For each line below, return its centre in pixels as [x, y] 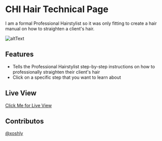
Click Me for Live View [29, 105]
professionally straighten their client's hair [56, 72]
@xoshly [14, 133]
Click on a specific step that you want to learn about [67, 77]
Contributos [24, 121]
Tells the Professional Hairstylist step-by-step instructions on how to [84, 66]
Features [19, 54]
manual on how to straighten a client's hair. [50, 28]
